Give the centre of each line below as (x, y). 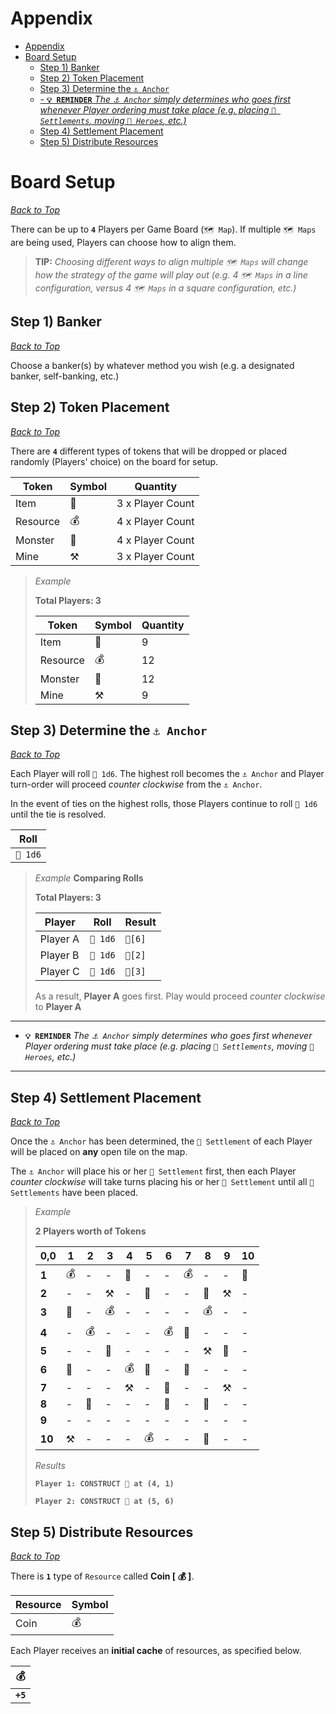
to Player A (58, 1007)
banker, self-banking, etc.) (65, 376)
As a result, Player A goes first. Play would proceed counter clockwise (180, 996)
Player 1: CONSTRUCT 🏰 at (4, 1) (104, 1484)
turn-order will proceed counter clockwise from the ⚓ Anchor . (136, 784)
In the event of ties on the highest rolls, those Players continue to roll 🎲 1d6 (164, 804)
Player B (59, 955)
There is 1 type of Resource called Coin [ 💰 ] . (102, 1576)
